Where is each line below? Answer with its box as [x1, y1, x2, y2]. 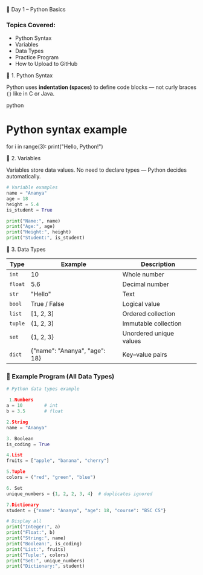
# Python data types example [6, 386, 80, 392]
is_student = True [6, 207, 53, 213]
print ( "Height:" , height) [6, 229, 71, 235]
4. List [6, 452, 23, 458]
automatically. [6, 173, 41, 180]
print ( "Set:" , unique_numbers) [6, 557, 85, 564]
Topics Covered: [6, 21, 56, 29]
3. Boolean [6, 435, 34, 441]
